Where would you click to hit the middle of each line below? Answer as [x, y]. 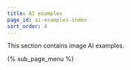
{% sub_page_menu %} [40, 59]
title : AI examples [35, 13]
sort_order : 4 [27, 26]
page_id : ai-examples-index [47, 20]
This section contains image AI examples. [66, 46]
